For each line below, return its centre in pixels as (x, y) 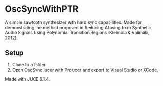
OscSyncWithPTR (42, 9)
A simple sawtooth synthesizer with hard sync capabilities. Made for (73, 22)
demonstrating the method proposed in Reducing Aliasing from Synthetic (78, 27)
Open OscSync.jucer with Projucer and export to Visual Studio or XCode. (85, 70)
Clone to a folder (29, 64)
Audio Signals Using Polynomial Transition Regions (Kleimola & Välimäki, (77, 32)
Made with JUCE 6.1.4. (27, 79)
